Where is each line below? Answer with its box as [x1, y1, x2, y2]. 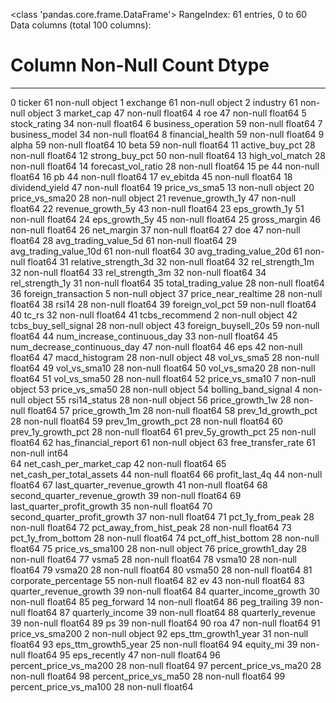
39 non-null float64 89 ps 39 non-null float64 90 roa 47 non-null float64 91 [10, 617, 321, 629]
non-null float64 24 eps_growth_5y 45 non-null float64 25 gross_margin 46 [10, 213, 322, 225]
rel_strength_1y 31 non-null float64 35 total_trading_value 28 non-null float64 [10, 277, 325, 289]
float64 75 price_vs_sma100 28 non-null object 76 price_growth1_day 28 [10, 542, 307, 554]
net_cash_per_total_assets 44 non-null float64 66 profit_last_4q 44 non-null [10, 468, 323, 480]
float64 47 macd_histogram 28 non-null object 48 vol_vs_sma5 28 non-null [10, 351, 320, 363]
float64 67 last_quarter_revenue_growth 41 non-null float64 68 [10, 479, 268, 491]
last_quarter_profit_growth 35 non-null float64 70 [10, 500, 213, 512]
